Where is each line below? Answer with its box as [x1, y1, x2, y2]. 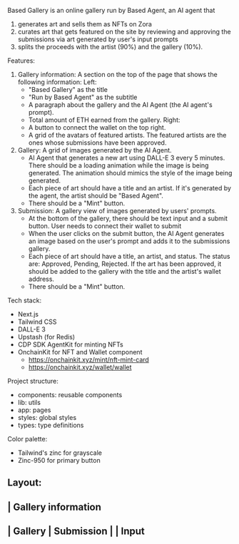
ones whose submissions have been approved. [28, 138, 167, 147]
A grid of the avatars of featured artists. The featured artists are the [28, 131, 227, 139]
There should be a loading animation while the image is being [28, 161, 209, 170]
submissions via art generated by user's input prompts [17, 35, 178, 43]
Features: [7, 56, 36, 65]
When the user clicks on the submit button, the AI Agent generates [28, 230, 225, 237]
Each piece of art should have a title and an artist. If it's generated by [28, 184, 232, 192]
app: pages [17, 406, 51, 414]
